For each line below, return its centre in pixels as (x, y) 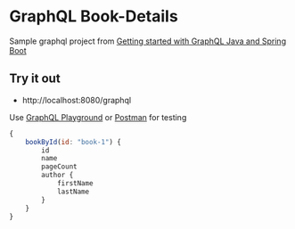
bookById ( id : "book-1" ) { (74, 142)
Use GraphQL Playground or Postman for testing (98, 117)
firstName (75, 184)
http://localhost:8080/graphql (77, 100)
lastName (73, 192)
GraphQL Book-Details (94, 16)
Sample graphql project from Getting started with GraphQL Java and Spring (148, 41)
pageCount (59, 167)
